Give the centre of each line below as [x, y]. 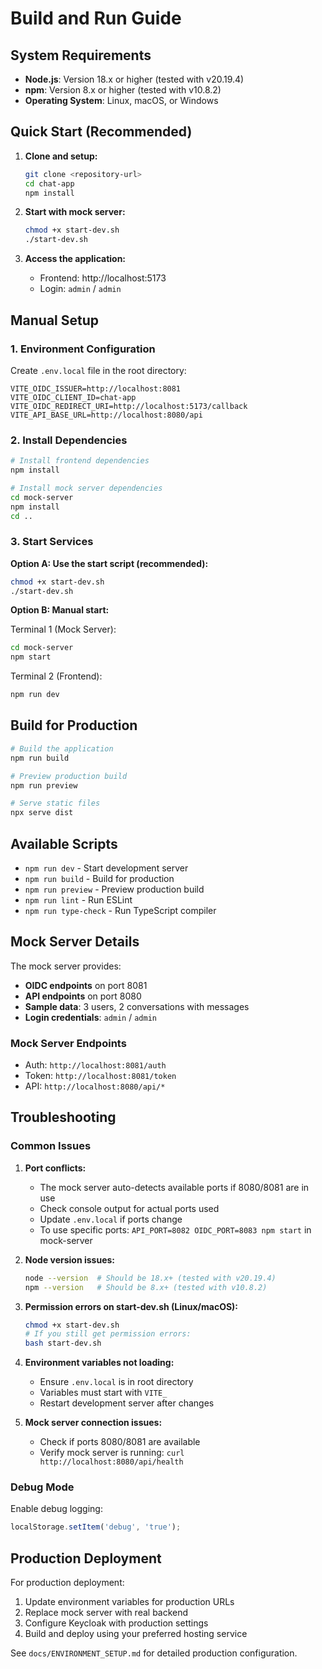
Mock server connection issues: [93, 1423]
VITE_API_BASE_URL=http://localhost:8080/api [106, 415]
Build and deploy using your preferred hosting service [136, 1634]
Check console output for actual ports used [129, 1208]
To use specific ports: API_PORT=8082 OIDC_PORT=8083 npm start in [175, 1229]
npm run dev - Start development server [106, 868]
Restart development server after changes [127, 1403]
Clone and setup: [61, 156]
